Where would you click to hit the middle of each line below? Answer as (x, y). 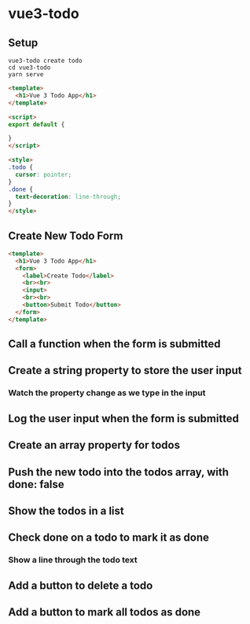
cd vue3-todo (29, 68)
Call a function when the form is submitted (114, 344)
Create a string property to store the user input (125, 371)
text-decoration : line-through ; (68, 196)
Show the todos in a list (66, 510)
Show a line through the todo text (73, 560)
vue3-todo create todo (45, 61)
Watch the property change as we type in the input (107, 393)
